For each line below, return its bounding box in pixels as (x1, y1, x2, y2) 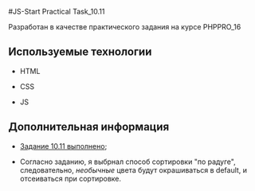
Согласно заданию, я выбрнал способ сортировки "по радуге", (19, 157, 237, 166)
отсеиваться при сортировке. (19, 173, 122, 183)
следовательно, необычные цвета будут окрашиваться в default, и (19, 165, 248, 174)
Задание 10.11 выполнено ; (19, 141, 108, 150)
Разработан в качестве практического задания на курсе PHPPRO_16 (8, 22, 241, 31)
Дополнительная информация (8, 120, 170, 134)
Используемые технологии (8, 45, 152, 59)
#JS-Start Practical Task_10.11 (8, 7, 105, 16)
